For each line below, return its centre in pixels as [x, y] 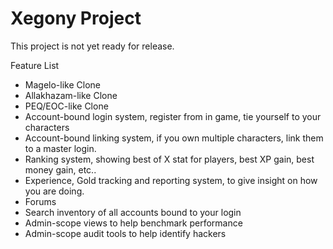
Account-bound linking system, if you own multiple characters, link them [174, 138]
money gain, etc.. [60, 169]
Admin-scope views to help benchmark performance [133, 223]
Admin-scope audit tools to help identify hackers [125, 233]
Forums [40, 201]
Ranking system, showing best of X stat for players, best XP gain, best [169, 159]
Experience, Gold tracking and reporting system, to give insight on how [171, 180]
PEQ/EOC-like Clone [66, 106]
